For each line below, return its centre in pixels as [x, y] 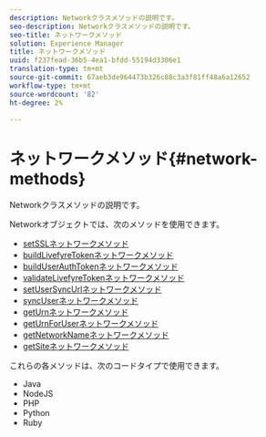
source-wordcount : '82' [55, 94]
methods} [48, 178]
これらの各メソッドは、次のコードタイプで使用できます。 [117, 366]
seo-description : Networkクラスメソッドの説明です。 [102, 26]
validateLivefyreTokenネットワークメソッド [103, 278]
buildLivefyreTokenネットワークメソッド [98, 255]
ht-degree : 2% [36, 103]
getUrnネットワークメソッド [76, 312]
